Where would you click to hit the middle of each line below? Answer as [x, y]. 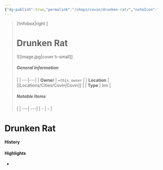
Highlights [15, 153]
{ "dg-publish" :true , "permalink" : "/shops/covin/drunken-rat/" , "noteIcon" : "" [83, 9]
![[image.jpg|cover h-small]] [45, 57]
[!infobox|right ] [32, 23]
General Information [37, 68]
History [12, 142]
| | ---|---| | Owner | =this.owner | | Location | [63, 80]
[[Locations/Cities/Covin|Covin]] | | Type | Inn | [63, 85]
